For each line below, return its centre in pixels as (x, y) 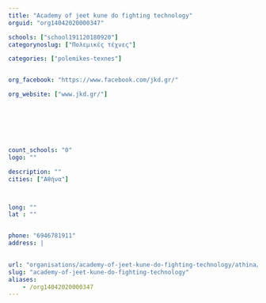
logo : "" (23, 157)
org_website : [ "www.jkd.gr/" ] (58, 95)
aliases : (23, 279)
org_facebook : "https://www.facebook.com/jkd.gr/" (93, 80)
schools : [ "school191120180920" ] (63, 37)
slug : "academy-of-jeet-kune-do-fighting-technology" (99, 272)
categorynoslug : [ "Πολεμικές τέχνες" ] (72, 44)
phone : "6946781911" (42, 236)
